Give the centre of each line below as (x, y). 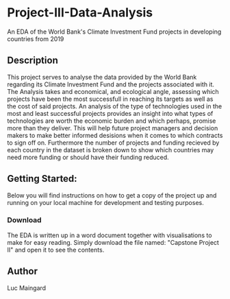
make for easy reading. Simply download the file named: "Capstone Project (113, 242)
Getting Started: (42, 179)
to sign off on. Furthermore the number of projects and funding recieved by (113, 143)
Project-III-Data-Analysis (80, 13)
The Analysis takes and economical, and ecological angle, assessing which (113, 91)
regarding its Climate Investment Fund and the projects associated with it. (111, 84)
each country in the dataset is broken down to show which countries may (111, 149)
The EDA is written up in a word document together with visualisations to (110, 235)
